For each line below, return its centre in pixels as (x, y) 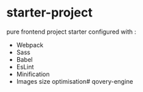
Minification (33, 74)
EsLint (25, 67)
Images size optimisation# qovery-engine (75, 81)
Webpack (30, 45)
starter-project (50, 13)
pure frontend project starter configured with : (71, 32)
